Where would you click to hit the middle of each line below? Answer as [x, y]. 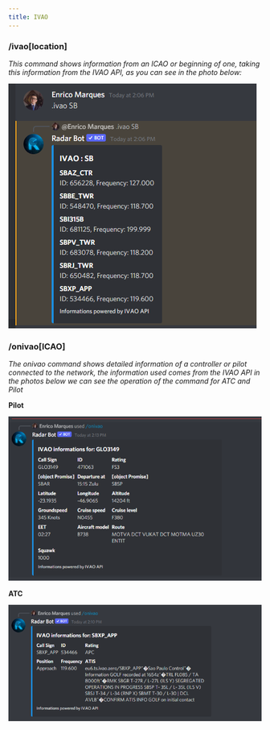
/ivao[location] [38, 46]
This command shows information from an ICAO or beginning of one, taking [134, 64]
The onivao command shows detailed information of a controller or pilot [128, 364]
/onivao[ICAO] [37, 346]
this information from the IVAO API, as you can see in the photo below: [125, 72]
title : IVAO [28, 17]
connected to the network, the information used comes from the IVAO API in [134, 373]
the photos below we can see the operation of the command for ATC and [129, 381]
